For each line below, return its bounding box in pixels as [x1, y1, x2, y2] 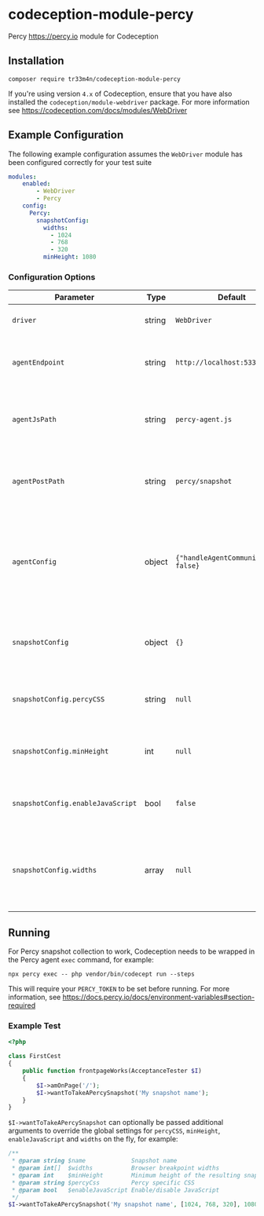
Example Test [8, 1020, 61, 1031]
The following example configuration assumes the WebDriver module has [8, 149, 244, 159]
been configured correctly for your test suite [8, 157, 152, 167]
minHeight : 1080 [42, 253, 97, 261]
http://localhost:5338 [175, 358, 261, 367]
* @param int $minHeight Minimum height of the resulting [11, 1171, 241, 1179]
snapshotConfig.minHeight [12, 747, 109, 756]
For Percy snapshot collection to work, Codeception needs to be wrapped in [8, 947, 255, 956]
